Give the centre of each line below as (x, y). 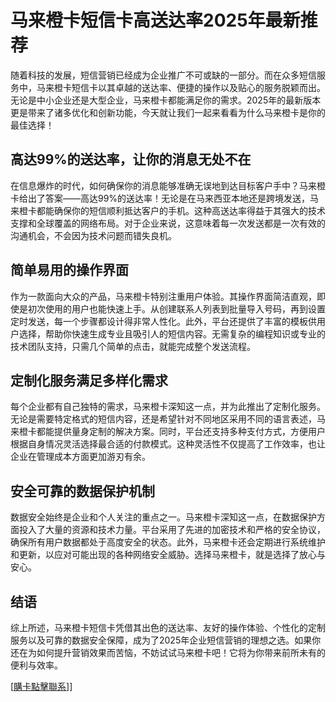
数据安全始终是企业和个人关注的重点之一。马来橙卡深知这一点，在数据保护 (163, 517)
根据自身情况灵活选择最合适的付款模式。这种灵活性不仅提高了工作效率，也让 (168, 444)
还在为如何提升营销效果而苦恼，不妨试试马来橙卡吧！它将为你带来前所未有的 (168, 652)
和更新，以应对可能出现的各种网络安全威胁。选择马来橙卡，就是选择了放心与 (168, 555)
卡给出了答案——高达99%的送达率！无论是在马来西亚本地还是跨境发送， (160, 198)
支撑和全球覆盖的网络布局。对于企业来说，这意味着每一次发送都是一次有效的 (168, 223)
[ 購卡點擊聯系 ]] (41, 686)
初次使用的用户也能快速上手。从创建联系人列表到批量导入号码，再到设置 (176, 308)
